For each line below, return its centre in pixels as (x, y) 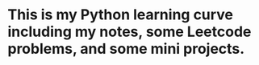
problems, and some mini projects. (126, 49)
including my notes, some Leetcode (129, 32)
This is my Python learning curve (120, 15)
